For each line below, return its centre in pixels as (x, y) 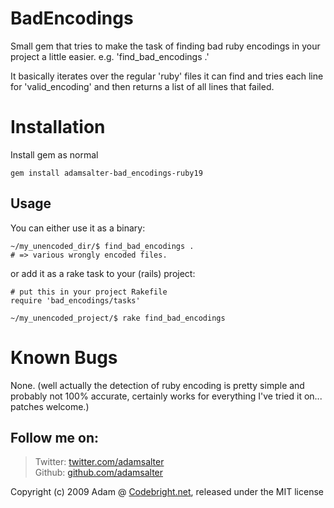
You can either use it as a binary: (78, 228)
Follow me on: (55, 438)
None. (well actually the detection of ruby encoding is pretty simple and (157, 385)
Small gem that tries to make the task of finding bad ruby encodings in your (165, 46)
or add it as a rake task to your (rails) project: (103, 273)
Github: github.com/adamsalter (99, 473)
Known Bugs (64, 357)
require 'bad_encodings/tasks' (75, 300)
